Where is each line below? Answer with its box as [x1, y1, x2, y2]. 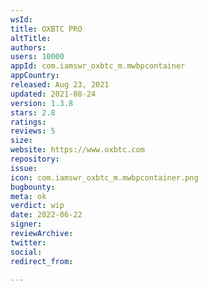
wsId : [10, 14, 33, 25]
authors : [10, 42, 47, 53]
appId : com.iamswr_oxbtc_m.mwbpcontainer [10, 61, 186, 71]
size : [10, 136, 33, 146]
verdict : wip [10, 201, 65, 211]
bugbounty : [10, 182, 56, 192]
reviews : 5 [10, 126, 56, 136]
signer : [10, 219, 43, 230]
